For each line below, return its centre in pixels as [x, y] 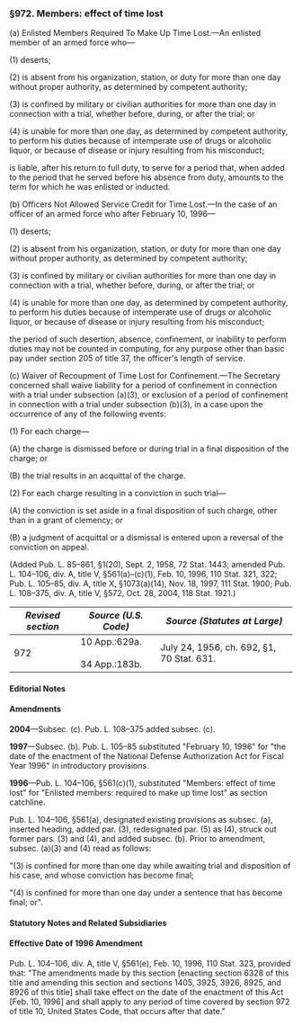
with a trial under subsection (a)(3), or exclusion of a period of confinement [149, 395]
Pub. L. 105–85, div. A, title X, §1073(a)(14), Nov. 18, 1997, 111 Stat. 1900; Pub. [151, 584]
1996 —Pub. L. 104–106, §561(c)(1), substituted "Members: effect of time [142, 783]
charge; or [28, 459]
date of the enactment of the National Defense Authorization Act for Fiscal [147, 756]
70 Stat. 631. [188, 659]
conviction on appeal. [49, 548]
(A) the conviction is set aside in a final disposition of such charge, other [143, 511]
